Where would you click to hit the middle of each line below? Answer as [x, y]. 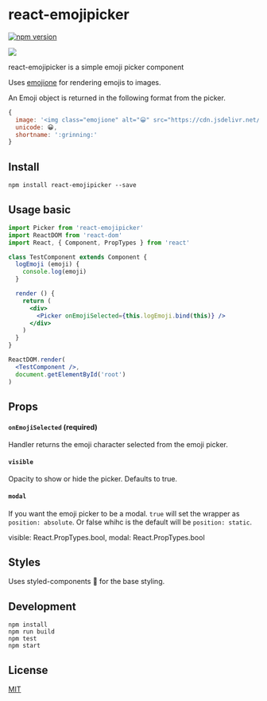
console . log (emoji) [55, 272]
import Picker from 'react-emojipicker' [76, 228]
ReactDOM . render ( [37, 360]
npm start [25, 646]
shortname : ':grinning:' [56, 134]
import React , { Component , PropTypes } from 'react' [99, 243]
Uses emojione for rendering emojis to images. [85, 82]
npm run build [32, 632]
